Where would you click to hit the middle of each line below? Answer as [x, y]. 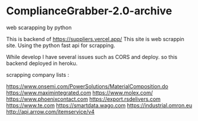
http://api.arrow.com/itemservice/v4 [51, 111]
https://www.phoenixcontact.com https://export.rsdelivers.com [84, 99]
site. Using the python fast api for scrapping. [61, 45]
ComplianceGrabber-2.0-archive [89, 11]
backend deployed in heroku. [42, 63]
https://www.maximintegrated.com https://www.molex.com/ [80, 92]
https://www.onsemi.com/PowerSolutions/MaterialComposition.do [87, 86]
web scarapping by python [39, 27]
